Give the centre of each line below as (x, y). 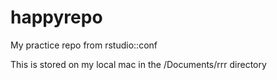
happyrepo (56, 17)
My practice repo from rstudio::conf (84, 45)
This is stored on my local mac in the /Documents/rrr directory (138, 64)
